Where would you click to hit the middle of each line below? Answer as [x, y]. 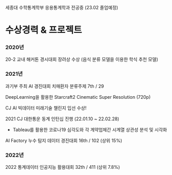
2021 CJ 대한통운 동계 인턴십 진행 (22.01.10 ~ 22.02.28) [62, 119]
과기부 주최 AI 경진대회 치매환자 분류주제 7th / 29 [55, 86]
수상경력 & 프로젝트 [44, 30]
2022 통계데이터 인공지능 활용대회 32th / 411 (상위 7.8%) [63, 167]
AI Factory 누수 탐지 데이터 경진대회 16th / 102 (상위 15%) [64, 140]
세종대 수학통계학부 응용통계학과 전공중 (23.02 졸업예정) [62, 7]
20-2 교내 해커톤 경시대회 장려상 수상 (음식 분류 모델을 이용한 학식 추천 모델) [82, 59]
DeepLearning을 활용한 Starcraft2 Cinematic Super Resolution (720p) [78, 97]
